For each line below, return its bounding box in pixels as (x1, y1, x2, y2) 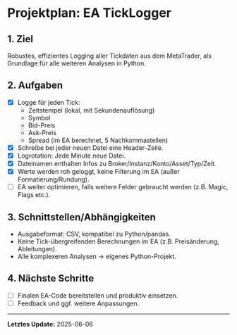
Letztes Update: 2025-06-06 (7, 320, 93, 328)
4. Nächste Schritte (7, 272, 95, 284)
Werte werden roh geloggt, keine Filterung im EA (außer (17, 167, 180, 176)
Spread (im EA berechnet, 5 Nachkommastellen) (28, 136, 169, 144)
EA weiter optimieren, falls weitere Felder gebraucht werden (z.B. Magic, (17, 183, 229, 191)
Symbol (28, 113, 51, 122)
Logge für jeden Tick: (17, 98, 80, 106)
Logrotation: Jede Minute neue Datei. (17, 151, 126, 160)
